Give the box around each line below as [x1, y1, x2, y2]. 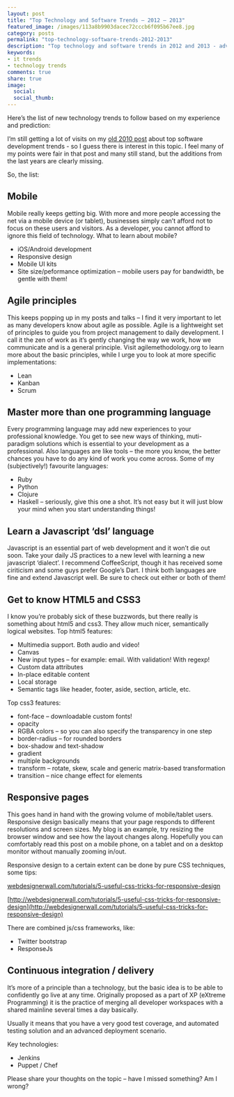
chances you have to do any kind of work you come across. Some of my [7, 454, 214, 463]
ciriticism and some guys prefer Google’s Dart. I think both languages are [7, 566, 217, 574]
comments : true [7, 68, 52, 75]
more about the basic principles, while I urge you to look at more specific [7, 350, 217, 359]
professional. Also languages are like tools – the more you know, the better [7, 447, 221, 456]
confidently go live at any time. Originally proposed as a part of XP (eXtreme [7, 990, 226, 999]
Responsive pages [7, 791, 89, 803]
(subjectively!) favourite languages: [7, 462, 109, 470]
